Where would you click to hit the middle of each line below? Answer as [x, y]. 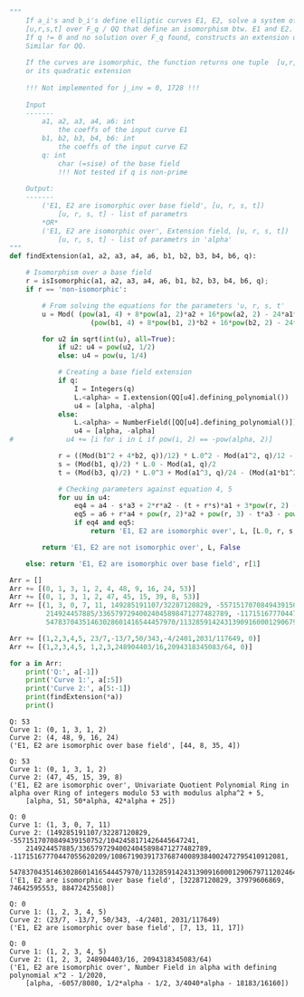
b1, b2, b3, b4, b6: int [89, 139]
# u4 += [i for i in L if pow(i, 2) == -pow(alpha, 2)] [141, 440]
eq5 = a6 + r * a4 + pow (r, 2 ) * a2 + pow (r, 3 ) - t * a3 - [177, 514]
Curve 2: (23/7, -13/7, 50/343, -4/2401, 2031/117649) [115, 920]
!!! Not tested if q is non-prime [123, 172]
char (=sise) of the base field [119, 163]
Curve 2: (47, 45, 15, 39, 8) [66, 777]
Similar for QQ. [57, 46]
